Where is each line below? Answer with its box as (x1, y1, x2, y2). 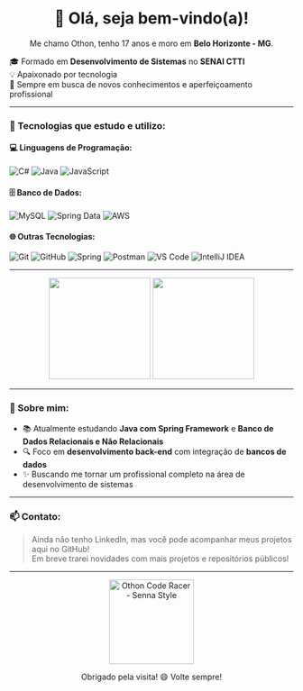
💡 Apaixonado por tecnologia (9, 68, 118, 79)
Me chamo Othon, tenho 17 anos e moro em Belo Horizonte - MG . (29, 38, 274, 49)
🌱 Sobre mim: (9, 402, 69, 414)
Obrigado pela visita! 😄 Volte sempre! (80, 671, 223, 683)
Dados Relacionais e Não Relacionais (22, 436, 164, 447)
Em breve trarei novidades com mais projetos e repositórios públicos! (31, 553, 289, 564)
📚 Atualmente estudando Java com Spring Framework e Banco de (22, 423, 274, 433)
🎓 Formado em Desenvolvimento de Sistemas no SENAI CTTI (9, 56, 245, 67)
